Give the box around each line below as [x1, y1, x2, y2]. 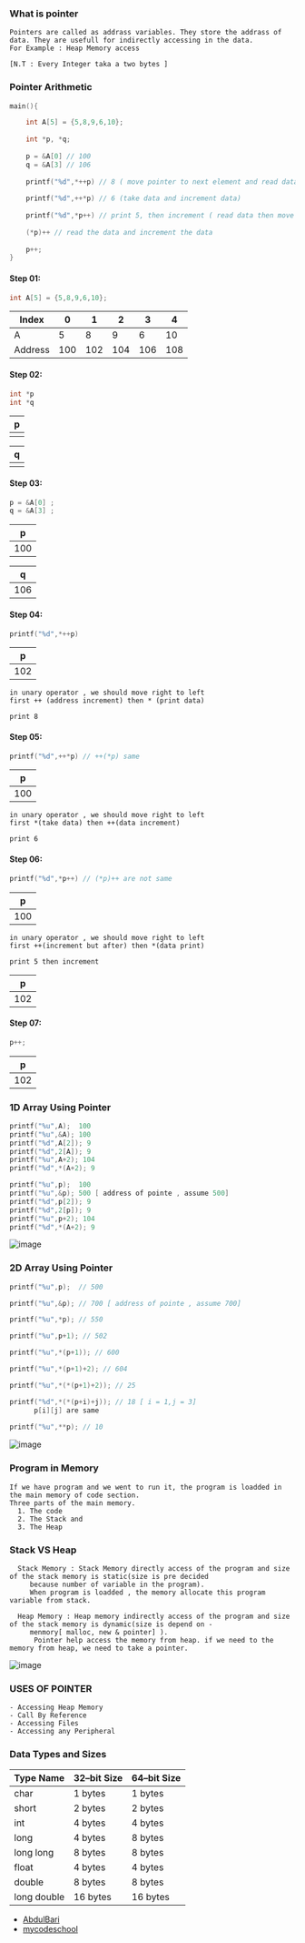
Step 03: [9, 477, 43, 489]
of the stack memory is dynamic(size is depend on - [9, 1619, 213, 1629]
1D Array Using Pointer [9, 1100, 112, 1113]
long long [14, 1846, 54, 1858]
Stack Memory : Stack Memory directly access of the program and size [17, 1564, 290, 1573]
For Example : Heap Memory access [9, 44, 141, 53]
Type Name [14, 1771, 65, 1784]
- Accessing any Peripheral [9, 1727, 116, 1736]
